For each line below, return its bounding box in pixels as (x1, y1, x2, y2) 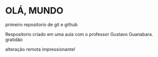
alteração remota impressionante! (5, 46, 75, 52)
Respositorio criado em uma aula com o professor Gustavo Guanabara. (5, 31, 153, 37)
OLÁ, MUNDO (5, 5, 64, 16)
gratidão (5, 36, 23, 42)
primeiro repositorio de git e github (5, 21, 78, 27)
